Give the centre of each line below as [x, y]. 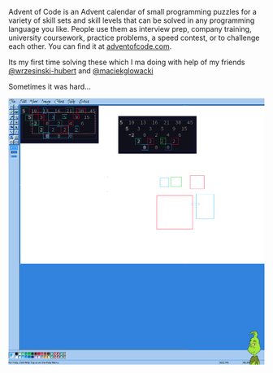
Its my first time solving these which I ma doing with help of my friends [127, 62]
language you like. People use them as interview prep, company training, [130, 29]
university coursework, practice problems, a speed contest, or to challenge [134, 37]
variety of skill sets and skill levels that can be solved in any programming [132, 20]
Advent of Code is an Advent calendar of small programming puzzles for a [133, 12]
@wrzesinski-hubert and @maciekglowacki [81, 71]
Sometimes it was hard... [50, 86]
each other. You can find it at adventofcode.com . [90, 46]
